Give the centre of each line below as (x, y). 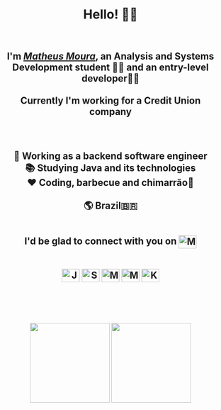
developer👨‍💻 (110, 78)
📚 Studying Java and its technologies (110, 168)
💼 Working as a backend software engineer (110, 156)
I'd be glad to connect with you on (101, 242)
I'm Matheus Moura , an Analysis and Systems (110, 56)
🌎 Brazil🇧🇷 (110, 206)
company (110, 112)
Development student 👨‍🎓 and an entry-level (110, 68)
